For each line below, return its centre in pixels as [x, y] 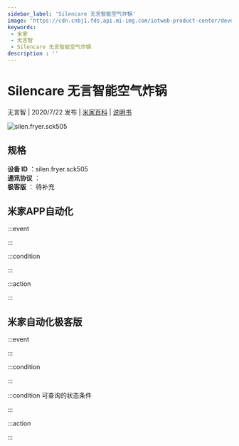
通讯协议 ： [24, 178]
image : [17, 21]
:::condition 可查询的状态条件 [50, 395]
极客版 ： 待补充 [31, 186]
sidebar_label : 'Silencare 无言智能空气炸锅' [72, 14]
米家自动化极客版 [45, 322]
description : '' [33, 54]
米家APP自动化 [40, 212]
